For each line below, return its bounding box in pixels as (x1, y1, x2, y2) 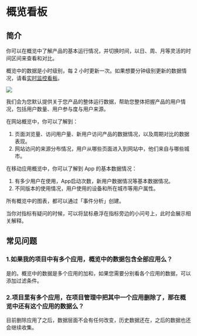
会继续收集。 (6, 324, 37, 331)
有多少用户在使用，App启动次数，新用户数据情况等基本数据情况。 (14, 178, 174, 184)
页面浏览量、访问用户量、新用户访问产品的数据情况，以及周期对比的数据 (14, 131, 189, 137)
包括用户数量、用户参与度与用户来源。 (16, 105, 109, 112)
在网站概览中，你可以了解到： (6, 118, 78, 125)
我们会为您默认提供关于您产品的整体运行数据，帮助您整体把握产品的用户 (6, 98, 181, 105)
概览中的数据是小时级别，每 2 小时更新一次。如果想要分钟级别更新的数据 (6, 67, 182, 74)
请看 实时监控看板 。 (16, 75, 63, 81)
